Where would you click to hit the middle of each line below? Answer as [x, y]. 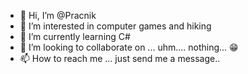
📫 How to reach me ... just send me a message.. [120, 58]
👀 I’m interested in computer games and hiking [115, 26]
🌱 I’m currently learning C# [75, 36]
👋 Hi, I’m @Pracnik [58, 15]
